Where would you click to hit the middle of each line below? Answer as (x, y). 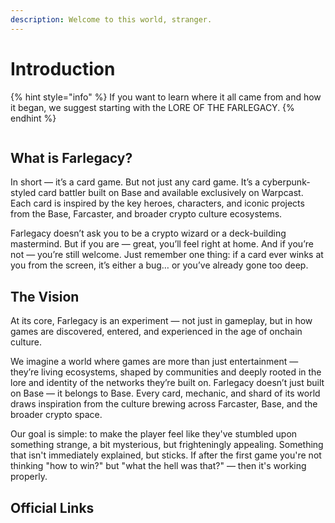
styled (23, 193)
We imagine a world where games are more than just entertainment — (154, 362)
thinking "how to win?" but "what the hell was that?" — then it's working (158, 466)
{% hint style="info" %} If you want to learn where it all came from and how (166, 97)
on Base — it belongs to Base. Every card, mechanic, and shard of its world (165, 393)
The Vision (45, 296)
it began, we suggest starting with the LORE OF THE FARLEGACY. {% (152, 107)
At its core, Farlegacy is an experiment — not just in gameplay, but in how (161, 321)
